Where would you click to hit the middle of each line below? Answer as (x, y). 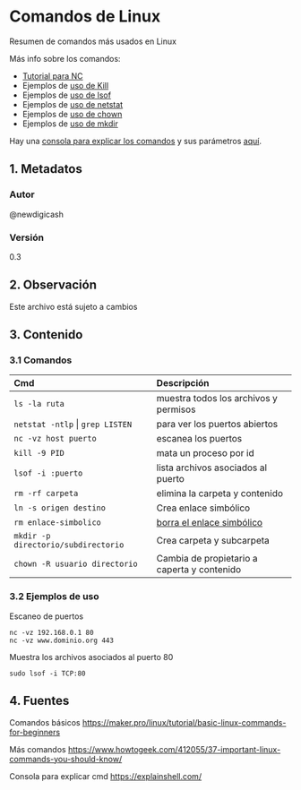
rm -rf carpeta (46, 494)
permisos (176, 409)
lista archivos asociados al (211, 468)
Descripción (183, 383)
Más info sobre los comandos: (65, 58)
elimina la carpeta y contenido (220, 494)
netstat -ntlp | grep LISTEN (73, 425)
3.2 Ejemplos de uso (55, 597)
